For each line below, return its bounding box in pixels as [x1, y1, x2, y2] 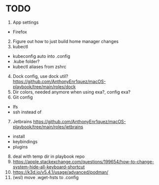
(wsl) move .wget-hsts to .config [12, 174, 79, 180]
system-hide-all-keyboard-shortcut [12, 164, 85, 170]
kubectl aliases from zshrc [12, 64, 67, 70]
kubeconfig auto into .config [12, 53, 70, 59]
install [12, 133, 25, 139]
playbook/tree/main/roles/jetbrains [12, 124, 83, 130]
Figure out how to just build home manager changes [12, 38, 119, 44]
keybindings [12, 139, 38, 145]
